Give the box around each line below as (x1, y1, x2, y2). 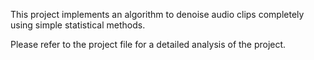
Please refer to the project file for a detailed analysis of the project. (10, 39, 287, 50)
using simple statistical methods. (10, 19, 146, 31)
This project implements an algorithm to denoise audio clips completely (10, 9, 305, 20)
